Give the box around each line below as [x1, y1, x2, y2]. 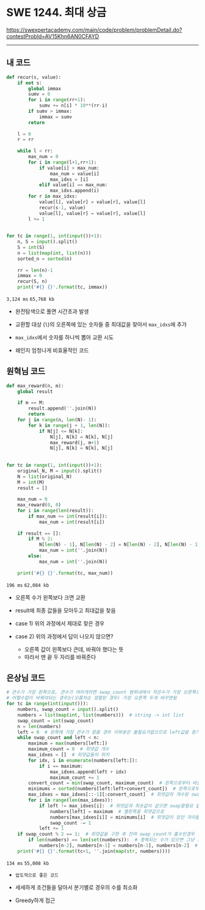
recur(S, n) [17, 278, 48, 284]
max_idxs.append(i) [49, 187, 99, 194]
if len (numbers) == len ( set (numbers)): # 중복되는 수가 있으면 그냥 [28, 837, 195, 843]
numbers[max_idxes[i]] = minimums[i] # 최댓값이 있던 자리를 [49, 814, 200, 820]
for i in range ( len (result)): [17, 508, 95, 514]
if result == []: [17, 530, 62, 536]
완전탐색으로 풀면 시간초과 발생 [15, 308, 89, 315]
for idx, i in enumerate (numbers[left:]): [28, 757, 138, 764]
